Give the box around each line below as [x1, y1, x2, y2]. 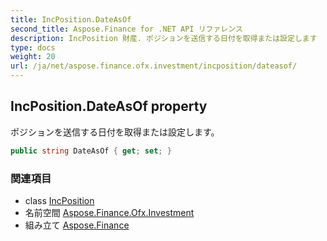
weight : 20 [10, 52, 56, 62]
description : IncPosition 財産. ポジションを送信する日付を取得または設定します [10, 33, 318, 43]
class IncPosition [24, 194, 95, 206]
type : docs [10, 42, 56, 53]
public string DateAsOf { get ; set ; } [10, 146, 172, 156]
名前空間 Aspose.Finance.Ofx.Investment [24, 206, 195, 218]
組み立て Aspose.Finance [24, 219, 130, 231]
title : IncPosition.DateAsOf [10, 14, 132, 25]
